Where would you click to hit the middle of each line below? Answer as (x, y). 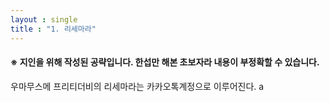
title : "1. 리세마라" (53, 29)
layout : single (44, 19)
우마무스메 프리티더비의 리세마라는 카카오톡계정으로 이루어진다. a (137, 86)
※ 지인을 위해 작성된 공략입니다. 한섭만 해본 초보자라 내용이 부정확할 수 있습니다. (165, 62)
